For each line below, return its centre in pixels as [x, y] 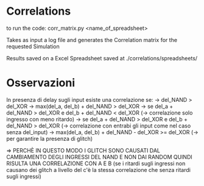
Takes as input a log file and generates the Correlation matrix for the [92, 40]
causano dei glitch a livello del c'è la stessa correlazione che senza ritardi [98, 170]
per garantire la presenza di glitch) [50, 138]
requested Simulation [33, 46]
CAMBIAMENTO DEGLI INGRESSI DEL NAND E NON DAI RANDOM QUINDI [100, 157]
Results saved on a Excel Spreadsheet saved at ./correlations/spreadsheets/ [102, 58]
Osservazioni [41, 83]
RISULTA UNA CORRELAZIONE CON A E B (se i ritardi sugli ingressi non [96, 163]
